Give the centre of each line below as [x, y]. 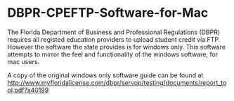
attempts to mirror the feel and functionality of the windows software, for [113, 54]
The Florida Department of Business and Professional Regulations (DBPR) [114, 32]
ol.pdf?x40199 [28, 90]
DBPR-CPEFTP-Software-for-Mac [108, 13]
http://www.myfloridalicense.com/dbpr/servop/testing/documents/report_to [117, 82]
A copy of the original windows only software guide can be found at [105, 75]
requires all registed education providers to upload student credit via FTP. [114, 39]
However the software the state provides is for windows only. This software [117, 47]
